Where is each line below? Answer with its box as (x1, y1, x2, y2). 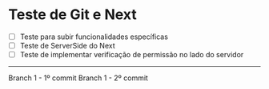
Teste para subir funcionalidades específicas (19, 32, 168, 41)
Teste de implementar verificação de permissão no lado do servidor (19, 50, 244, 60)
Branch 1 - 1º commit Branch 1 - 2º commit (8, 73, 148, 83)
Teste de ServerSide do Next (19, 41, 115, 50)
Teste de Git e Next (8, 6, 138, 24)
